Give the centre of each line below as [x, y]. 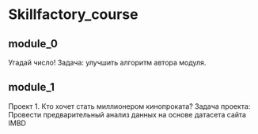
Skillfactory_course [73, 15]
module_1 [32, 87]
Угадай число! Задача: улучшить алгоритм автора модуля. [107, 62]
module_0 [33, 44]
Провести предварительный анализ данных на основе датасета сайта [127, 114]
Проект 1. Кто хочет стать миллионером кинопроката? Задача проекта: [129, 106]
